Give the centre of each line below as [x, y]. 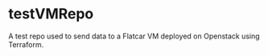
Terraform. [26, 44]
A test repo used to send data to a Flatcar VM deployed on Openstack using [134, 36]
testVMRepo [51, 14]
